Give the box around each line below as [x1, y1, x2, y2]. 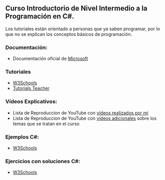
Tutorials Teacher [12, 85, 50, 92]
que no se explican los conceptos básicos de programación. [5, 31, 132, 37]
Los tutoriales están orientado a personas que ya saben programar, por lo [5, 26, 160, 32]
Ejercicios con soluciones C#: [5, 157, 81, 165]
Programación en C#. [5, 12, 75, 21]
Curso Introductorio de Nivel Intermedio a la [5, 4, 148, 13]
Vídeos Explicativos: [5, 98, 58, 105]
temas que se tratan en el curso [12, 120, 80, 127]
